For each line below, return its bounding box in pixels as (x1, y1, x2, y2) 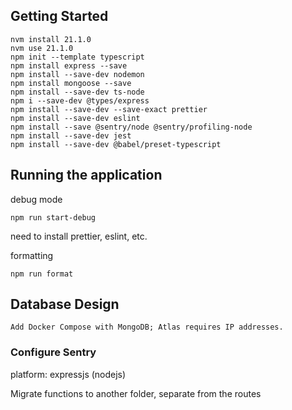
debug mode (10, 193, 63, 205)
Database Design (10, 296, 120, 313)
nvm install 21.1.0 (10, 34, 92, 44)
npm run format (10, 269, 74, 279)
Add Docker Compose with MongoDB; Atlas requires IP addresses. (10, 322, 284, 333)
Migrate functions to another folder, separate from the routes (10, 387, 262, 399)
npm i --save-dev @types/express (10, 95, 150, 106)
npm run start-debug (10, 212, 97, 223)
